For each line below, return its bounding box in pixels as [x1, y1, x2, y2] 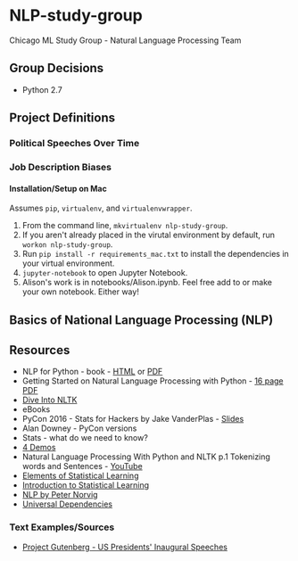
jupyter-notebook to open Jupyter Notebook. [21, 268, 188, 278]
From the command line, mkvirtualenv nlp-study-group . [21, 220, 228, 231]
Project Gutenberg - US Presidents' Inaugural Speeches [21, 541, 228, 552]
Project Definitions [9, 111, 116, 126]
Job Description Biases [9, 161, 112, 173]
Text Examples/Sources [9, 521, 115, 533]
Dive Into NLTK [21, 394, 78, 406]
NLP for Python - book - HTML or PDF [21, 367, 163, 377]
